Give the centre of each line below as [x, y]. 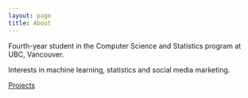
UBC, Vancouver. [36, 54]
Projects [22, 85]
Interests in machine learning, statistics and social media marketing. [119, 69]
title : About [30, 23]
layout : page [30, 16]
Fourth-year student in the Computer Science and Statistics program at [125, 45]
